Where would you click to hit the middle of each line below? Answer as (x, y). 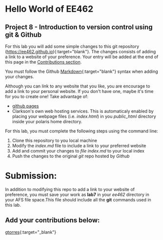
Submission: (31, 176)
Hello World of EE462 (49, 9)
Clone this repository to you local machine (55, 141)
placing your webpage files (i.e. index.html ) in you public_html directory (84, 116)
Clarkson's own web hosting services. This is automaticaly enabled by (83, 111)
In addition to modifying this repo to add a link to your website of (70, 189)
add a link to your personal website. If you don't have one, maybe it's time (79, 91)
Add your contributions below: (52, 220)
